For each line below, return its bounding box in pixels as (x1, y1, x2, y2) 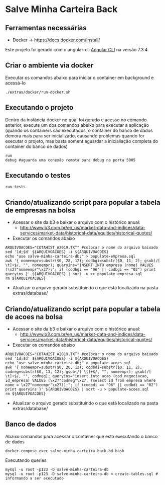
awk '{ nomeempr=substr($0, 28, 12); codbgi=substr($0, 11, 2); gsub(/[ (5, 258, 160, 264)
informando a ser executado (5, 475, 64, 481)
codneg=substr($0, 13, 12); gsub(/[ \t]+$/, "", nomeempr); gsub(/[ (5, 369, 151, 374)
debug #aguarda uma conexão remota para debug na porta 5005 (5, 157, 136, 163)
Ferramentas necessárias (5, 24, 87, 32)
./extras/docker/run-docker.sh (5, 90, 71, 95)
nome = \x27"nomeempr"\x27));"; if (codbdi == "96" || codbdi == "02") (5, 382, 158, 388)
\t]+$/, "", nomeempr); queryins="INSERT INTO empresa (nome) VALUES (5, 263, 154, 268)
